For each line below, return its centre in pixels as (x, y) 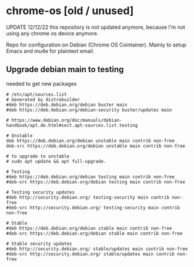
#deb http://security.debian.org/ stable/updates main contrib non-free (97, 249)
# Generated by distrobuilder (43, 99)
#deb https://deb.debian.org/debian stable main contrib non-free (89, 228)
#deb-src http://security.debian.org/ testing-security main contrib (93, 208)
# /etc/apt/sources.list (36, 94)
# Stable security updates (39, 243)
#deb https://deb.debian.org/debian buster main (67, 105)
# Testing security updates (41, 192)
